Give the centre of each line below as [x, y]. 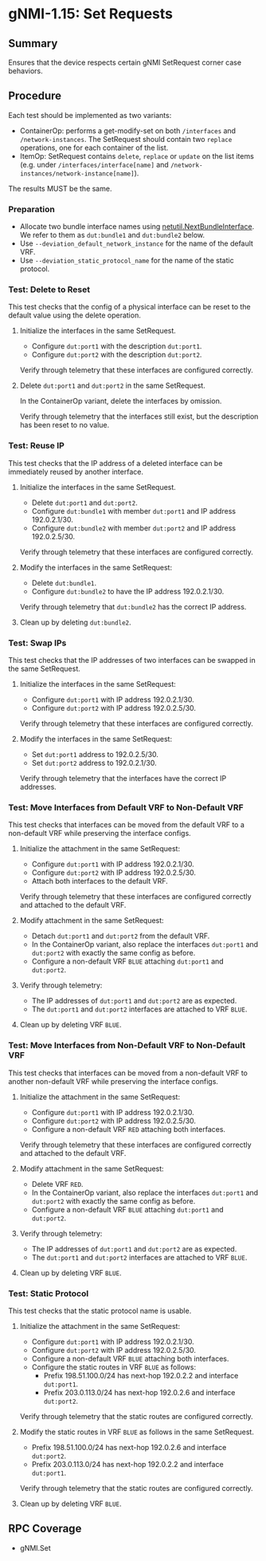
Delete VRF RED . [57, 1184]
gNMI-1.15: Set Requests [91, 14]
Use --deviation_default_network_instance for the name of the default [136, 243]
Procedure [35, 96]
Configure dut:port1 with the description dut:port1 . [117, 346]
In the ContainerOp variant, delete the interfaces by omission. [121, 401]
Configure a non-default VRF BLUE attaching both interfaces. [130, 1358]
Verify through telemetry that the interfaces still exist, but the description [139, 416]
